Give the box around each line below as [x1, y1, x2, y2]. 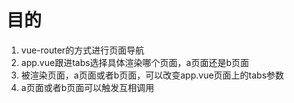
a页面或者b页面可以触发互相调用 [20, 81, 155, 93]
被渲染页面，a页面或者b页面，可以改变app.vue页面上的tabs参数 [20, 69, 285, 81]
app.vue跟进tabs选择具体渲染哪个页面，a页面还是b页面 [20, 56, 250, 68]
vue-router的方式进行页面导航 [20, 44, 145, 56]
